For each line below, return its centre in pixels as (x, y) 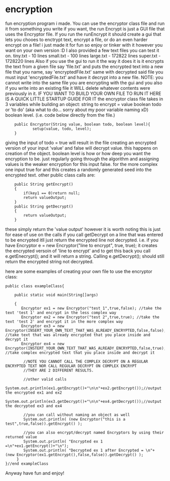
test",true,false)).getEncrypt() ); (44, 424)
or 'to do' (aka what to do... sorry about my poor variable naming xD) (77, 110)
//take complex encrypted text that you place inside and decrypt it (80, 353)
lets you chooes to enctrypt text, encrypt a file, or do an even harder (76, 40)
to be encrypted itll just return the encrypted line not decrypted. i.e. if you (82, 240)
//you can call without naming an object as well (77, 415)
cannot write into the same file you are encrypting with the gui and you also (84, 83)
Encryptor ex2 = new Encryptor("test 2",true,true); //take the (90, 317)
